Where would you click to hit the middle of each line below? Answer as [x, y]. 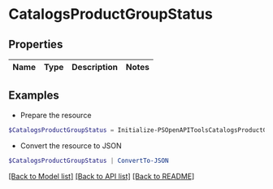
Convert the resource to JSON [71, 145]
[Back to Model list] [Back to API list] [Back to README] [102, 176]
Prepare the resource [56, 115]
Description [95, 67]
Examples [34, 96]
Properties [36, 44]
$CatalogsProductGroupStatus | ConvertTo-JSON [89, 160]
